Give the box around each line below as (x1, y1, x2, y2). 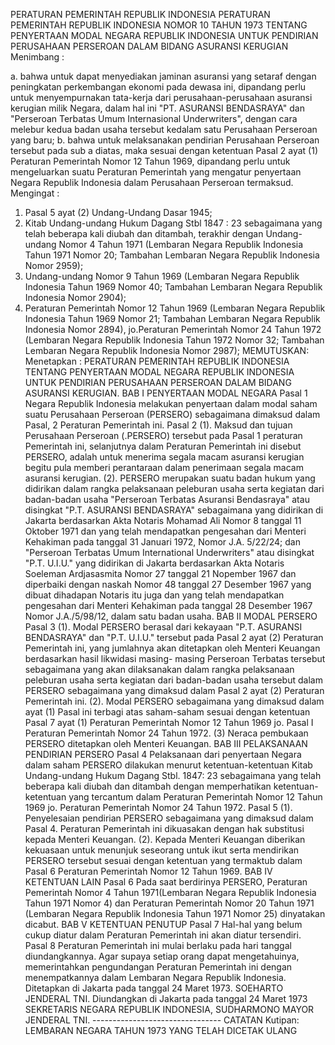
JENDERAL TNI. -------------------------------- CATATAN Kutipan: (24, 1014, 300, 1026)
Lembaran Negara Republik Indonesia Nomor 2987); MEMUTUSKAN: (24, 345, 310, 356)
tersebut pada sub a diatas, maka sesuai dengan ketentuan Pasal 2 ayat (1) (10, 145, 319, 156)
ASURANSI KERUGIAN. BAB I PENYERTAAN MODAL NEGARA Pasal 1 (24, 387, 308, 399)
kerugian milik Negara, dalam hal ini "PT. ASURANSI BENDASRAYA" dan (10, 102, 305, 114)
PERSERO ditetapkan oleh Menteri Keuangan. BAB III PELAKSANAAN (24, 738, 308, 749)
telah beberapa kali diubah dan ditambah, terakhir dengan (24, 228, 264, 239)
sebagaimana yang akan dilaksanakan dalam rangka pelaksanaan (24, 664, 295, 675)
